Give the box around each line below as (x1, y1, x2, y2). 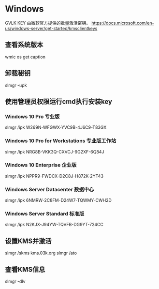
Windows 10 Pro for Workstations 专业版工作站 (5, 137, 116, 144)
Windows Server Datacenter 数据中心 (5, 186, 94, 193)
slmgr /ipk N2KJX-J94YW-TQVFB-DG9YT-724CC (5, 222, 104, 228)
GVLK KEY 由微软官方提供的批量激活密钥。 (5, 20, 91, 26)
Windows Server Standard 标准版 (5, 211, 85, 217)
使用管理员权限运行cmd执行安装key (5, 97, 113, 106)
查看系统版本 (5, 41, 43, 49)
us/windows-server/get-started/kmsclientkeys (5, 25, 98, 31)
